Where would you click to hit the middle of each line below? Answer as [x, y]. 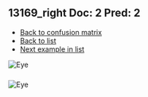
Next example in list [52, 49]
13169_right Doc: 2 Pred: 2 [74, 13]
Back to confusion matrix [60, 32]
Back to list [38, 41]
